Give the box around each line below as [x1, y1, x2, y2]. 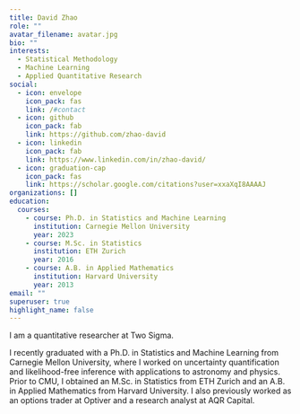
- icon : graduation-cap [17, 163, 106, 172]
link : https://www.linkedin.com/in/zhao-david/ [25, 154, 206, 164]
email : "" [9, 288, 47, 297]
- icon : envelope [17, 88, 82, 97]
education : [9, 197, 50, 207]
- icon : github [17, 113, 74, 122]
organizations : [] [9, 189, 78, 198]
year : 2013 [32, 280, 74, 289]
